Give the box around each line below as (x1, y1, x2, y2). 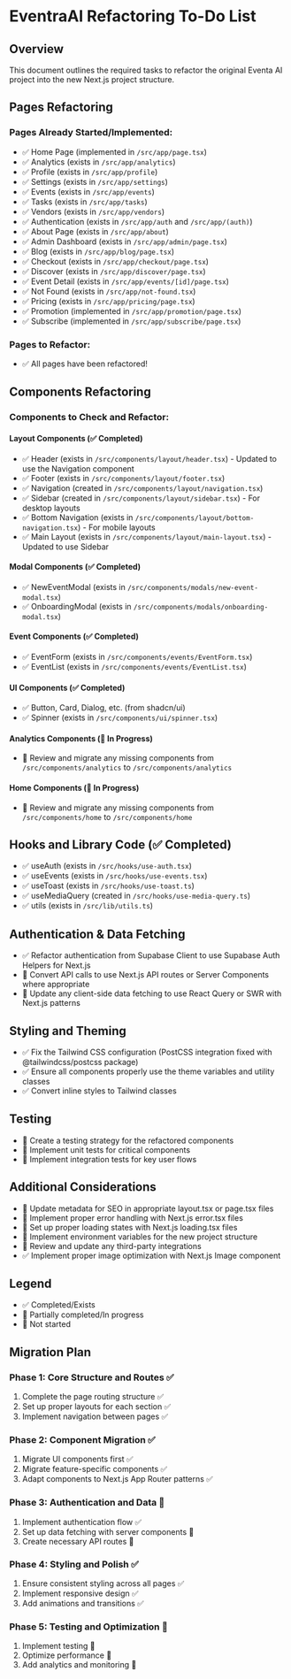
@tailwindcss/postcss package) (21, 1056, 139, 1067)
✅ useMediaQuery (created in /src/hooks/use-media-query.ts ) (21, 891, 251, 901)
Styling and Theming (9, 1023, 126, 1039)
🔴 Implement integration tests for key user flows (21, 1154, 197, 1164)
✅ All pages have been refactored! (21, 358, 148, 369)
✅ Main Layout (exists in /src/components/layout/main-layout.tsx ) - (21, 531, 272, 541)
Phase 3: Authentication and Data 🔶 (9, 1497, 165, 1509)
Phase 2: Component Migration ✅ (9, 1434, 157, 1445)
